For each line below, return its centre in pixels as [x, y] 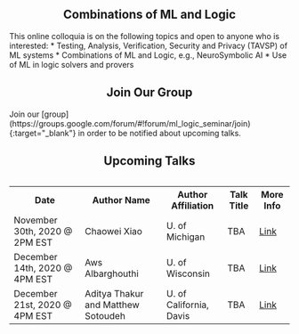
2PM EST [33, 242]
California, [187, 305]
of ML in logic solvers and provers [72, 64]
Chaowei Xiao [113, 232]
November [36, 220]
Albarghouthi [112, 273]
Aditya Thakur [114, 294]
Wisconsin [188, 273]
